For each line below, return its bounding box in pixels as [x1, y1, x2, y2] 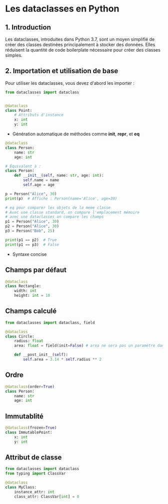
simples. [5, 52, 22, 58]
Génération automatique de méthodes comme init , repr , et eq [12, 131, 140, 137]
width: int [14, 288, 37, 293]
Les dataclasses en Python [5, 3, 119, 15]
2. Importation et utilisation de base [5, 67, 118, 75]
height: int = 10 [14, 293, 50, 298]
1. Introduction [5, 23, 51, 32]
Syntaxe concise [12, 251, 47, 257]
